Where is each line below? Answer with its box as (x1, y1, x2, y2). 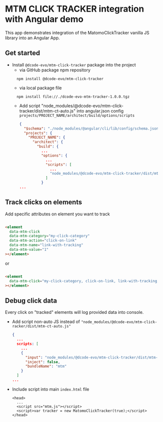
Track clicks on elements (5, 198, 82, 207)
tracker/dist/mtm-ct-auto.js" (19, 108, 76, 114)
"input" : (25, 355, 43, 360)
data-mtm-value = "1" (9, 247, 49, 252)
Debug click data (5, 296, 57, 305)
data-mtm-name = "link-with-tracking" (9, 243, 83, 248)
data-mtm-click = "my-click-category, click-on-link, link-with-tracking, (9, 278, 160, 283)
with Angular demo (5, 14, 84, 25)
